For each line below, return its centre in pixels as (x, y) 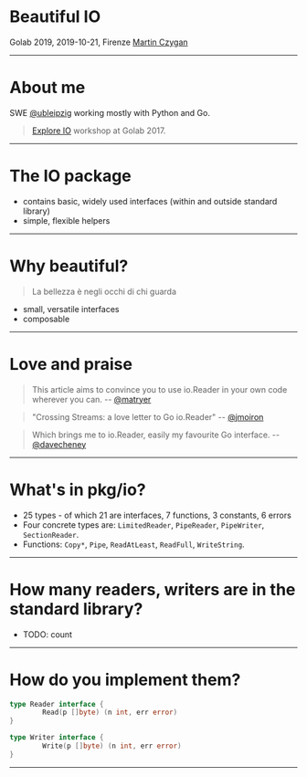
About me (48, 88)
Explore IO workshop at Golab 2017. (99, 131)
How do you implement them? (125, 680)
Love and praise (71, 364)
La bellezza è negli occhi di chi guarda (104, 291)
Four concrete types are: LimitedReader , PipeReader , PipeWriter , (143, 525)
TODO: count (48, 634)
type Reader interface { (57, 704)
